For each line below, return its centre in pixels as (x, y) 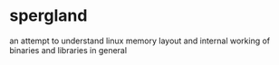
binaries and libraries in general (68, 50)
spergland (48, 16)
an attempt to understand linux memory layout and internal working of (139, 41)
